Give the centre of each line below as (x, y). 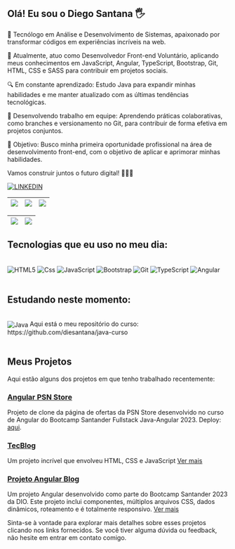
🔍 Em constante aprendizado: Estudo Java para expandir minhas (102, 84)
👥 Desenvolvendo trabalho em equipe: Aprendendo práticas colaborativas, (115, 115)
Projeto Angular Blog (43, 479)
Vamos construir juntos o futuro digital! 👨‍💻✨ (70, 172)
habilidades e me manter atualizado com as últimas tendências (98, 94)
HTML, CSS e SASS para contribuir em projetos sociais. (88, 70)
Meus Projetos (40, 362)
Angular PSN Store (40, 397)
